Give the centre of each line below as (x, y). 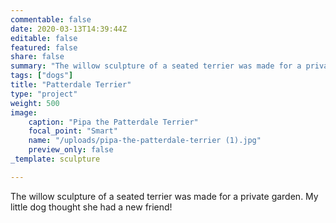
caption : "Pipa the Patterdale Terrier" (113, 122)
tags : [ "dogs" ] (42, 76)
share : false (37, 57)
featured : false (44, 47)
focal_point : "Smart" (73, 131)
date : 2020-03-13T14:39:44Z (69, 29)
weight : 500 (35, 103)
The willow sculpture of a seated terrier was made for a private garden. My (164, 196)
